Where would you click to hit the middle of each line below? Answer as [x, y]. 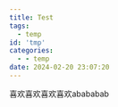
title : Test [31, 17]
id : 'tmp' [28, 42]
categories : [31, 51]
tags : [19, 26]
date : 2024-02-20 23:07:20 [59, 68]
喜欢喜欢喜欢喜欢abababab [59, 94]
